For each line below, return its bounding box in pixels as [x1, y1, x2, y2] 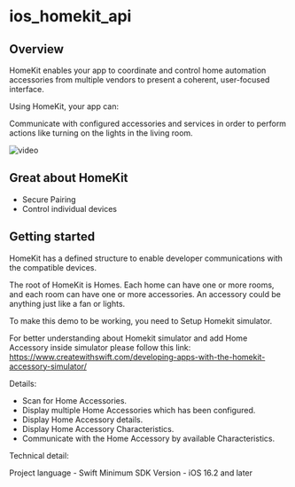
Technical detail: [9, 450, 69, 460]
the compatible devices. [9, 262, 97, 272]
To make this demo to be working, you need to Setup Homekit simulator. [9, 315, 273, 326]
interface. [9, 84, 44, 94]
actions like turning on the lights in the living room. [9, 128, 193, 138]
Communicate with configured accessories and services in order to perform [9, 118, 286, 129]
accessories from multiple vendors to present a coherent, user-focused [9, 75, 270, 85]
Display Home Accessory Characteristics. [21, 423, 175, 434]
